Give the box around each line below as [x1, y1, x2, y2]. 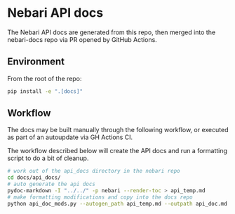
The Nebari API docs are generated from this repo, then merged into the [7, 28, 216, 36]
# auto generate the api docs [7, 180, 96, 188]
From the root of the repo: [7, 74, 82, 83]
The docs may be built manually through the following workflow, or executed [7, 126, 229, 134]
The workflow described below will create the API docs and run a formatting [7, 147, 228, 155]
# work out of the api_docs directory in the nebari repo [7, 168, 180, 175]
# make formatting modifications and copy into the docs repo [7, 194, 193, 201]
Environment [7, 56, 65, 68]
